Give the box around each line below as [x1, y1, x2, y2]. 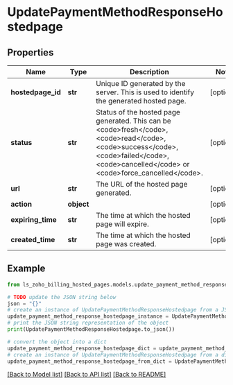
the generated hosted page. [96, 96, 187, 105]
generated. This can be [96, 116, 171, 126]
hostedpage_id [10, 87, 61, 97]
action [10, 199, 33, 209]
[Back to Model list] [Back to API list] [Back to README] [7, 370, 166, 379]
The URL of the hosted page [96, 180, 188, 189]
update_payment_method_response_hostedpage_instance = [7, 313, 169, 320]
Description [129, 67, 170, 76]
